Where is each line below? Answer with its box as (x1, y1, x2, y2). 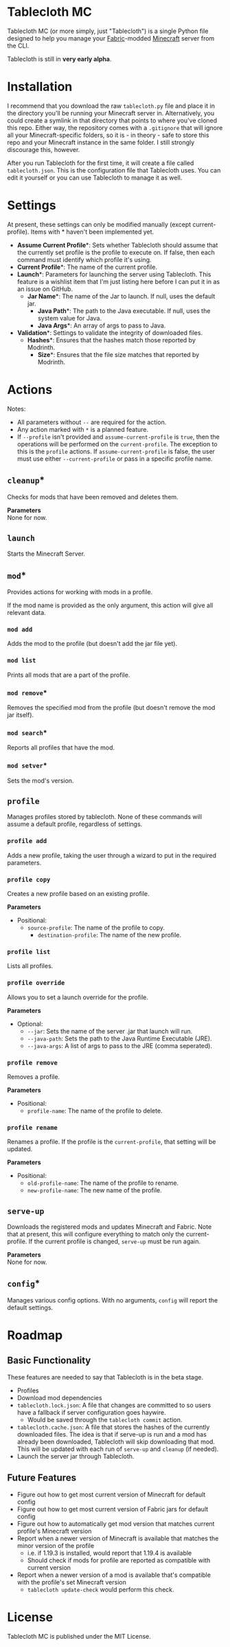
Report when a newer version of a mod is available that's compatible (16, 1571, 211, 1579)
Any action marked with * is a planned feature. (16, 425, 149, 433)
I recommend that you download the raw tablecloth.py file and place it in (7, 101, 215, 110)
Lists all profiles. (7, 962, 54, 970)
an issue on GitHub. (16, 285, 73, 293)
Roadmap (7, 1328, 63, 1343)
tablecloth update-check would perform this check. (27, 1585, 174, 1593)
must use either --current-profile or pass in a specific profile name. (16, 455, 213, 463)
